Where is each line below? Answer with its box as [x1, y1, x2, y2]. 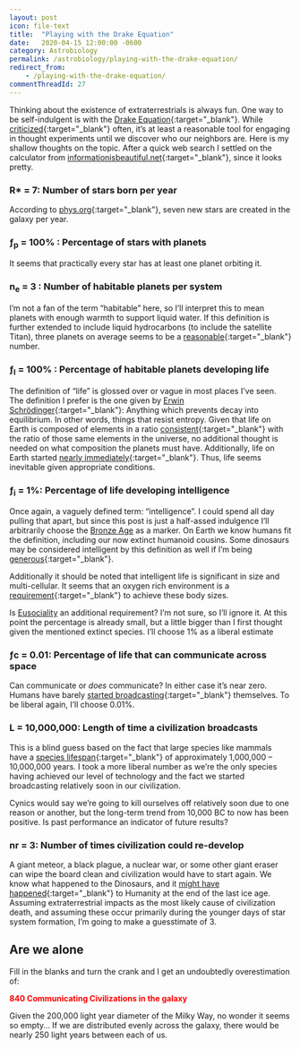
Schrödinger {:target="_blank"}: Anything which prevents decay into [9, 404, 260, 415]
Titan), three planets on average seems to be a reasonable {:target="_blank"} [9, 331, 292, 342]
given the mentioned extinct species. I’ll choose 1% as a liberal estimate [9, 626, 274, 637]
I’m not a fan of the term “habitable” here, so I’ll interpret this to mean [9, 303, 265, 314]
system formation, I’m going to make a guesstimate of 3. [9, 916, 217, 927]
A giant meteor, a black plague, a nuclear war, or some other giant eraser [9, 859, 279, 870]
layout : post [9, 13, 58, 22]
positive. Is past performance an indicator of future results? [9, 816, 228, 827]
